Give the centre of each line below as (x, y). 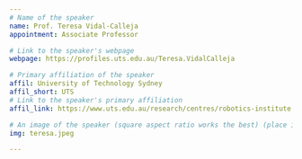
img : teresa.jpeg (42, 133)
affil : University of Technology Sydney (86, 84)
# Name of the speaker (52, 18)
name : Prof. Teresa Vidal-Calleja (74, 26)
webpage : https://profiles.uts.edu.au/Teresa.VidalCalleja (122, 59)
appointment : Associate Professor (74, 34)
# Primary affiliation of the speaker (82, 75)
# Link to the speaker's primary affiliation (96, 100)
